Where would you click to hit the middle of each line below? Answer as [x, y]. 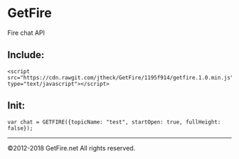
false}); [20, 128]
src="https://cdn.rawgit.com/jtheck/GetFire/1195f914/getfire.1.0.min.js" [121, 77]
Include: [26, 55]
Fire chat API [26, 33]
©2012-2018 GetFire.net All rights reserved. [71, 148]
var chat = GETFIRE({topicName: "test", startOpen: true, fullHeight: [114, 122]
